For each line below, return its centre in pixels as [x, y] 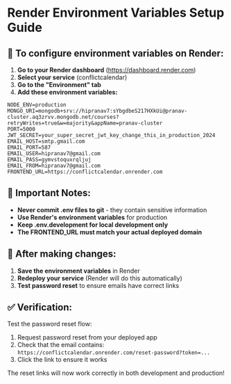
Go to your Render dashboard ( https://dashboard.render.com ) [106, 70]
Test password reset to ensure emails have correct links [98, 285]
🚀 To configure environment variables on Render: [115, 53]
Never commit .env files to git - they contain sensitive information [112, 209]
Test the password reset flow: [50, 324]
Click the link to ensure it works [62, 360]
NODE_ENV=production [37, 105]
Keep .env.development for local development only [93, 225]
